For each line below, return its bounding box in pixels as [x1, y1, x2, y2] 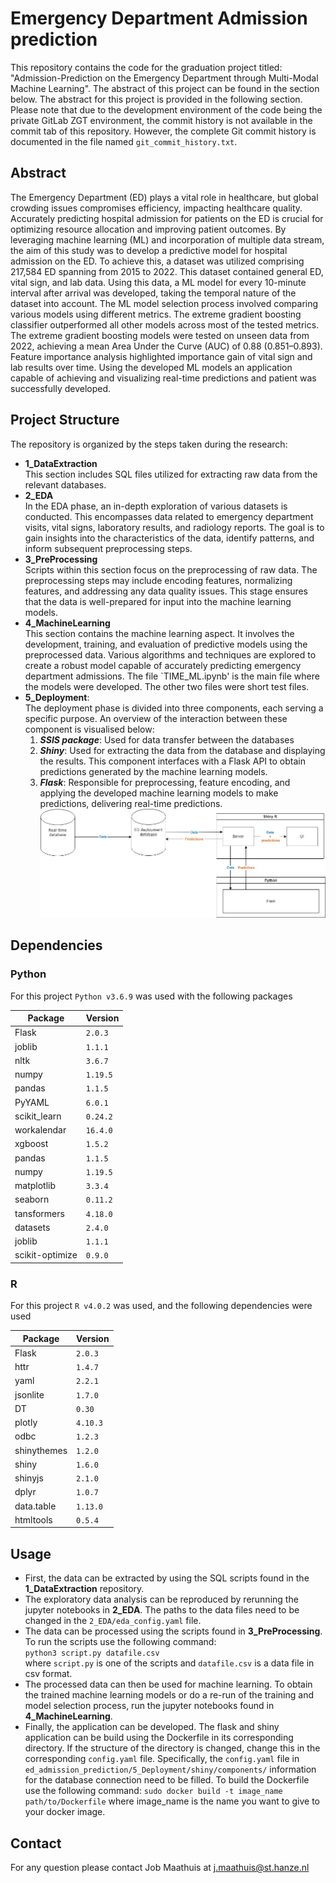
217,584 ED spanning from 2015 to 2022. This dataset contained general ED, [10, 265, 324, 277]
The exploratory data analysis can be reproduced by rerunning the [24, 1593, 299, 1606]
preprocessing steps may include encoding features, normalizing [24, 574, 293, 586]
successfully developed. [10, 382, 112, 394]
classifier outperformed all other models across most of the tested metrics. [10, 318, 320, 331]
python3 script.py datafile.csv [24, 1648, 160, 1659]
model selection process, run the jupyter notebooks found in [24, 1700, 275, 1712]
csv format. [24, 1668, 73, 1680]
